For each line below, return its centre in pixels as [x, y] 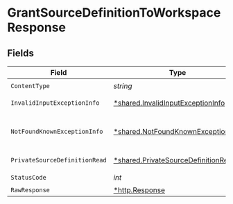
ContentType [31, 86]
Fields [21, 53]
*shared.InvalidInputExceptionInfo [169, 103]
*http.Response [139, 190]
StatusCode [28, 177]
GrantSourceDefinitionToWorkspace [114, 13]
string [123, 86]
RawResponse [31, 190]
